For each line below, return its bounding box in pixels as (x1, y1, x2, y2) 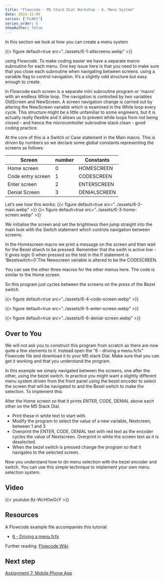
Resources (5, 511, 39, 519)
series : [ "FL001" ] (5, 16, 43, 21)
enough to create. (5, 79, 41, 85)
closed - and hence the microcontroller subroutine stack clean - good (5, 120, 146, 126)
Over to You (5, 329, 42, 338)
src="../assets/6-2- (103, 202, 143, 207)
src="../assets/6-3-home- (85, 207, 137, 213)
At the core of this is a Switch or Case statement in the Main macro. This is (5, 135, 156, 141)
